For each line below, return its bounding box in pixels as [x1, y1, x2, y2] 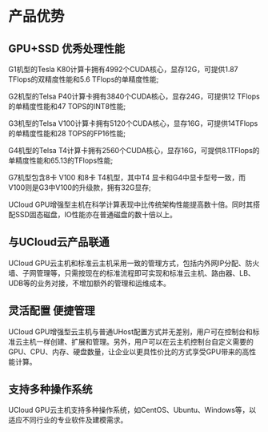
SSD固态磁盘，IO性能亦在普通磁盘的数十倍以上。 [14, 210, 178, 219]
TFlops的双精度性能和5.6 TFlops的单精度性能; [8, 75, 159, 84]
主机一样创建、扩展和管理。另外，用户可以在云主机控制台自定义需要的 [22, 337, 254, 346]
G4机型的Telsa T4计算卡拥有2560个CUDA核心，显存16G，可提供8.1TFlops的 [8, 146, 260, 155]
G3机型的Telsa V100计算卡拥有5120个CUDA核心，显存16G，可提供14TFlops [8, 119, 258, 128]
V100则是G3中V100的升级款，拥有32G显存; [8, 183, 151, 192]
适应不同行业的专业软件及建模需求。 [8, 415, 128, 425]
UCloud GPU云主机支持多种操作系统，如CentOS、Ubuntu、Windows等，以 [8, 406, 257, 415]
